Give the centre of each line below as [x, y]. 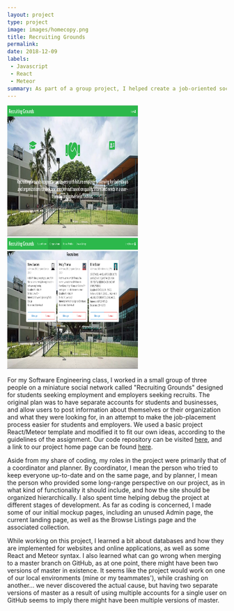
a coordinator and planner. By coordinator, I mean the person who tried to [112, 468]
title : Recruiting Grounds [46, 37]
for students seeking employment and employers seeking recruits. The [109, 395]
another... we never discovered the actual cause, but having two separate [112, 585]
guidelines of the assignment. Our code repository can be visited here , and [115, 440]
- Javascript [29, 66]
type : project [28, 22]
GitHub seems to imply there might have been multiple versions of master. [114, 601]
